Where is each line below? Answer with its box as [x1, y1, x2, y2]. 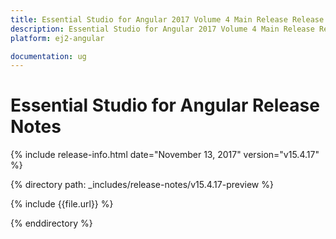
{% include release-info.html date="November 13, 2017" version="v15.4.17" [10, 149, 320, 161]
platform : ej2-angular [10, 33, 105, 43]
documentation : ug [10, 51, 87, 61]
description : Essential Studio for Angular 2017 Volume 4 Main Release [10, 24, 315, 34]
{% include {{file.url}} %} [10, 198, 114, 210]
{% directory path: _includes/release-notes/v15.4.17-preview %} [10, 179, 274, 191]
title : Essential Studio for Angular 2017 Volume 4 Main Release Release [10, 14, 325, 25]
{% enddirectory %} [10, 217, 93, 230]
